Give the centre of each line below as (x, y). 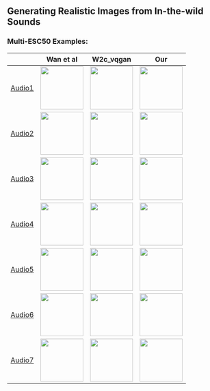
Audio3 (22, 179)
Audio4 (22, 224)
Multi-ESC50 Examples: (48, 42)
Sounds (24, 22)
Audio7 (22, 360)
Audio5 (22, 269)
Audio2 (22, 133)
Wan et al (62, 59)
